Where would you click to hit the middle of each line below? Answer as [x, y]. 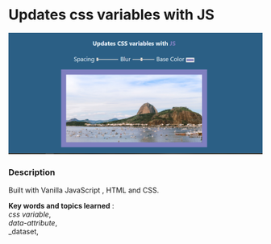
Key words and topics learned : [61, 205]
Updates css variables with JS [112, 15]
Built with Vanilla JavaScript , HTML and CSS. [84, 190]
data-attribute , [33, 222]
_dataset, [23, 231]
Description [32, 172]
